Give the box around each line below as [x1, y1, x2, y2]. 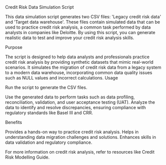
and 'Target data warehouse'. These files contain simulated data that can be [5, 19, 160, 25]
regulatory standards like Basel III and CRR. [5, 110, 93, 116]
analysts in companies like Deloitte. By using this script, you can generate [5, 30, 156, 35]
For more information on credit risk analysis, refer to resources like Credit [5, 149, 155, 155]
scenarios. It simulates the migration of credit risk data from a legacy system [5, 64, 162, 70]
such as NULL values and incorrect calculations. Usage [5, 75, 118, 81]
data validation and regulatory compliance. [5, 139, 93, 145]
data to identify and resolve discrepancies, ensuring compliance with [5, 105, 146, 110]
